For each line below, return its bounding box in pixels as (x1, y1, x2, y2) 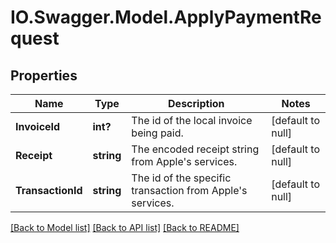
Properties (10, 67, 78, 84)
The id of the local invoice (131, 114, 253, 127)
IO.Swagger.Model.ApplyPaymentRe (10, 6, 322, 29)
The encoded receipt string (131, 142, 260, 156)
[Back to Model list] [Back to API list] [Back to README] (10, 222, 240, 233)
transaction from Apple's (131, 184, 248, 197)
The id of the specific (131, 171, 232, 185)
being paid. (131, 126, 184, 140)
